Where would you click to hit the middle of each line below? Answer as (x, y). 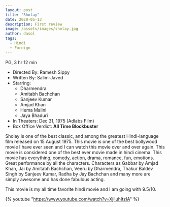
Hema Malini (33, 110)
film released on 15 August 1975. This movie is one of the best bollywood (81, 141)
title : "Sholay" (22, 15)
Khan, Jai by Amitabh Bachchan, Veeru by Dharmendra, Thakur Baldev (79, 168)
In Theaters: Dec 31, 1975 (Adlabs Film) (54, 121)
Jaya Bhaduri (34, 115)
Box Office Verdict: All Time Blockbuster (55, 126)
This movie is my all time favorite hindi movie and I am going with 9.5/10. (81, 189)
